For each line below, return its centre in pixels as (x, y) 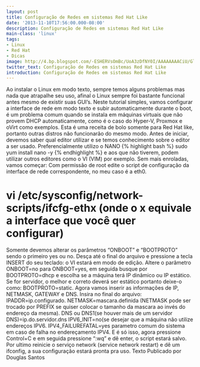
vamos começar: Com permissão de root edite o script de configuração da (98, 165)
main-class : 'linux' (32, 34)
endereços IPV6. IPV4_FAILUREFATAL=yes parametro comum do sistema (96, 326)
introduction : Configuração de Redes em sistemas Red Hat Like (86, 73)
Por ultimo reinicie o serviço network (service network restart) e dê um (93, 345)
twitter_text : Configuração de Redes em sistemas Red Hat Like (86, 67)
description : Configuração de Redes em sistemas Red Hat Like (85, 28)
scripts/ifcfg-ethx (51, 208)
